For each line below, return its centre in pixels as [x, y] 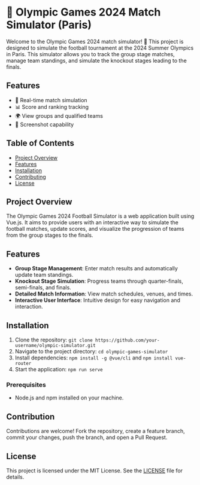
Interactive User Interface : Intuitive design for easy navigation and [98, 300]
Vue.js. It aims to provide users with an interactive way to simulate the [92, 222]
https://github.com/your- [127, 340]
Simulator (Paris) [49, 25]
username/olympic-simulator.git [55, 346]
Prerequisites [26, 385]
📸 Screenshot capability [44, 124]
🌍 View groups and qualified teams [59, 115]
